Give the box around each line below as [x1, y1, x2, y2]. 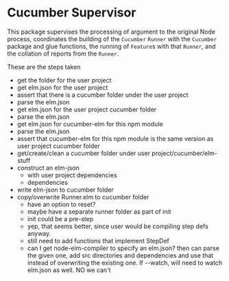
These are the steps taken [7, 63, 81, 71]
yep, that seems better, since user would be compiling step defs [27, 222, 209, 230]
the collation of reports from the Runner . [7, 49, 119, 58]
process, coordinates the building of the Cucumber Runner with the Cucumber [7, 34, 217, 43]
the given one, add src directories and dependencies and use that [27, 251, 214, 259]
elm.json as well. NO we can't [27, 266, 111, 274]
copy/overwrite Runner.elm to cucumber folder [16, 192, 149, 201]
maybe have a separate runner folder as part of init [27, 207, 171, 216]
